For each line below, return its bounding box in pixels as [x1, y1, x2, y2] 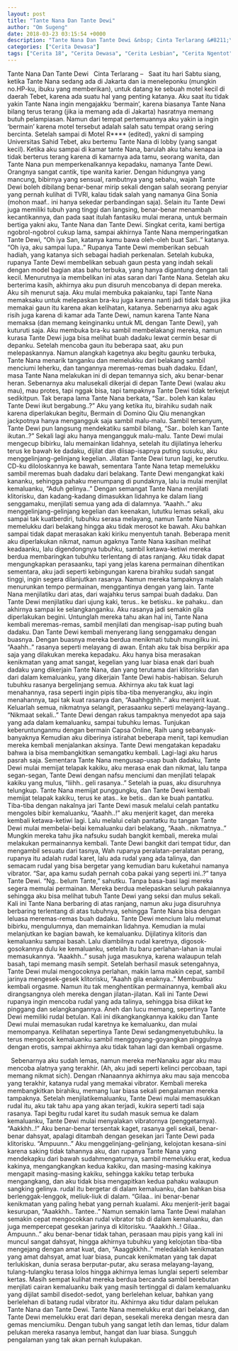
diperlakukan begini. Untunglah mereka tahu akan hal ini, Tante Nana [7, 612, 208, 621]
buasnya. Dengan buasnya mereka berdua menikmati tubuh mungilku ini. [7, 635, 220, 643]
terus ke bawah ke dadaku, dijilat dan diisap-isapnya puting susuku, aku [7, 447, 217, 455]
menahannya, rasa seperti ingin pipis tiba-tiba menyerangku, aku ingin [7, 688, 213, 696]
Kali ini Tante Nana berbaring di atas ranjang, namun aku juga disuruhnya [7, 899, 221, 907]
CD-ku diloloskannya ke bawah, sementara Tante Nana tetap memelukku [7, 461, 220, 470]
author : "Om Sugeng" [7, 23, 69, 31]
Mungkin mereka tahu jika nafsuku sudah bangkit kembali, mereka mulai [7, 831, 218, 840]
